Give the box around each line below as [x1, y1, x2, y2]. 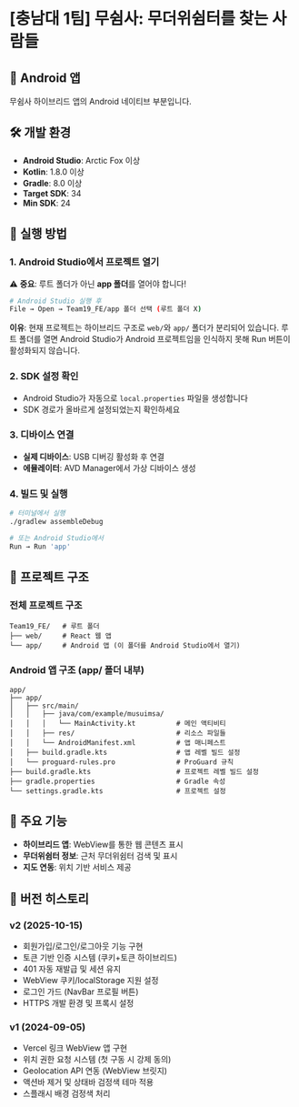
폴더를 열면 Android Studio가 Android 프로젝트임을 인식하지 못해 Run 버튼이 [18, 334, 291, 345]
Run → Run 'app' [9, 542, 71, 551]
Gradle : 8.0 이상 [22, 177, 83, 188]
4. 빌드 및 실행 [9, 488, 68, 500]
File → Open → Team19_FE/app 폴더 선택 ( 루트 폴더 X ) [9, 305, 203, 314]
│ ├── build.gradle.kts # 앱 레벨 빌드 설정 [9, 748, 241, 757]
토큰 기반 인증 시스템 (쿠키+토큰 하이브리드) [22, 952, 177, 963]
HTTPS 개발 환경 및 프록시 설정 [22, 998, 135, 1009]
